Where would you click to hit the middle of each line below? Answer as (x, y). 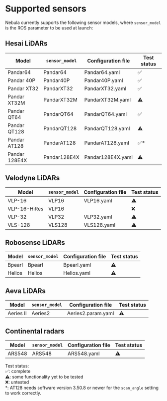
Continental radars (35, 331)
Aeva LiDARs (25, 291)
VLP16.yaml (98, 200)
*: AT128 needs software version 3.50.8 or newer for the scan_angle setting (82, 388)
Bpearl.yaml (77, 265)
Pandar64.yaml (102, 72)
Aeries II (17, 314)
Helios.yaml (77, 273)
